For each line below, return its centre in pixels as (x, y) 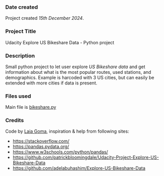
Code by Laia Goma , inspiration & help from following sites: (67, 131)
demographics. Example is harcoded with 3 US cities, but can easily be (80, 77)
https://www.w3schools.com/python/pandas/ (60, 152)
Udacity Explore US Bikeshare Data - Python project (60, 42)
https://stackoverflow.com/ (41, 141)
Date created (22, 7)
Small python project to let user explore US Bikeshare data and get (75, 67)
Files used (18, 96)
